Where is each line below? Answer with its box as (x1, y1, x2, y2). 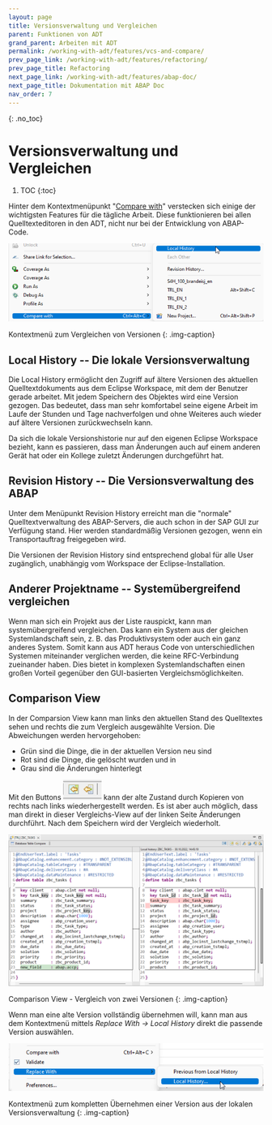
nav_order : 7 (8, 90, 53, 98)
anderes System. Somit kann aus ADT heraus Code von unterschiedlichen (8, 642, 255, 652)
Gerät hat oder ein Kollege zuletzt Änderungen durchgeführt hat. (8, 451, 224, 461)
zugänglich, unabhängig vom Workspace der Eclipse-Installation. (8, 558, 226, 568)
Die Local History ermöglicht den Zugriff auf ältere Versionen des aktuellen (8, 375, 258, 384)
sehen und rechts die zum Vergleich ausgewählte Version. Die (8, 722, 215, 732)
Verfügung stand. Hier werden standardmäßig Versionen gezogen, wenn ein (8, 526, 263, 535)
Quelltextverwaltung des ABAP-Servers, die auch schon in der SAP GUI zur (8, 517, 259, 526)
